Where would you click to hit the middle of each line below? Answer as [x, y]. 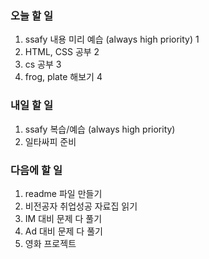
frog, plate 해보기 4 [63, 77]
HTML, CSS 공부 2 [62, 52]
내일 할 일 [31, 105]
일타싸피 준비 [50, 141]
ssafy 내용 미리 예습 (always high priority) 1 [112, 39]
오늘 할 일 [31, 15]
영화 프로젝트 [50, 243]
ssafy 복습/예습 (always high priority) [100, 129]
